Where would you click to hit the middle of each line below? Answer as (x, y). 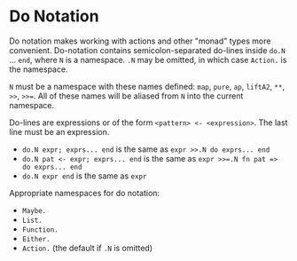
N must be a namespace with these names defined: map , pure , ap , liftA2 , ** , (147, 86)
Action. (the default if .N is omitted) (87, 248)
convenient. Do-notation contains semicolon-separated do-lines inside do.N (147, 50)
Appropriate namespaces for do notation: (85, 193)
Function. (40, 229)
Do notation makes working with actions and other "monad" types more (140, 41)
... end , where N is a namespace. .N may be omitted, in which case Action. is (148, 59)
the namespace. (39, 69)
